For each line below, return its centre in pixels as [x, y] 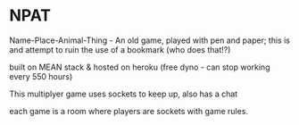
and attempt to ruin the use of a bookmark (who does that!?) [120, 49]
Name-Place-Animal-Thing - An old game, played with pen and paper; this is [149, 40]
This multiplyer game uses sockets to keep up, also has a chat [124, 94]
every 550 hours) [41, 76]
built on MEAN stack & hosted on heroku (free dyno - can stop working [140, 67]
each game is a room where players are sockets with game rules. [129, 111]
